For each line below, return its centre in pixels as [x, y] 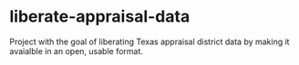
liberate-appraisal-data [100, 17]
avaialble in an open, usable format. [77, 51]
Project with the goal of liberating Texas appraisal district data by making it [149, 42]
